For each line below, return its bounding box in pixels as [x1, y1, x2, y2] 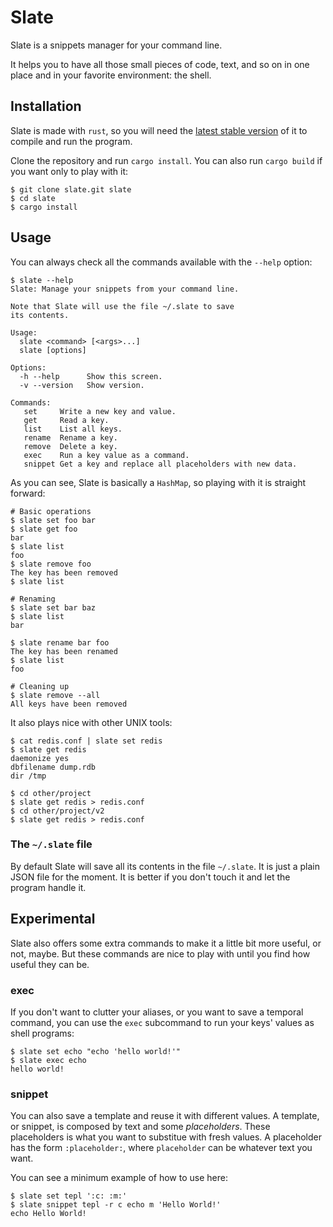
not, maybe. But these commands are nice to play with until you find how [10, 947, 311, 960]
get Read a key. [23, 415, 110, 425]
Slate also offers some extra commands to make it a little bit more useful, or [10, 937, 322, 949]
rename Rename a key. [23, 432, 118, 443]
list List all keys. [23, 424, 123, 434]
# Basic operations [10, 506, 92, 516]
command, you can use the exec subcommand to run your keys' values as [10, 1016, 315, 1028]
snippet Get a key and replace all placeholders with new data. [23, 459, 298, 469]
